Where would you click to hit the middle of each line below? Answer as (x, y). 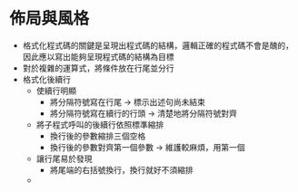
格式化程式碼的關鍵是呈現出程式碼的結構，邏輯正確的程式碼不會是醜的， (158, 45)
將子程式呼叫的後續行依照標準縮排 (100, 124)
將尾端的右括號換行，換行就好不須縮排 (121, 169)
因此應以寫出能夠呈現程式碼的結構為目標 (98, 56)
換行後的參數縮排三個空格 (98, 136)
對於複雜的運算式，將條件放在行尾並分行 (98, 68)
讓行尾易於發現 (64, 158)
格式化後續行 (46, 79)
